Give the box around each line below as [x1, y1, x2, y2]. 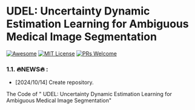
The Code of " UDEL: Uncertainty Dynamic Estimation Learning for [6, 91, 173, 98]
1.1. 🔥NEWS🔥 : [6, 65, 48, 73]
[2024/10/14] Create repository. [15, 79, 94, 86]
